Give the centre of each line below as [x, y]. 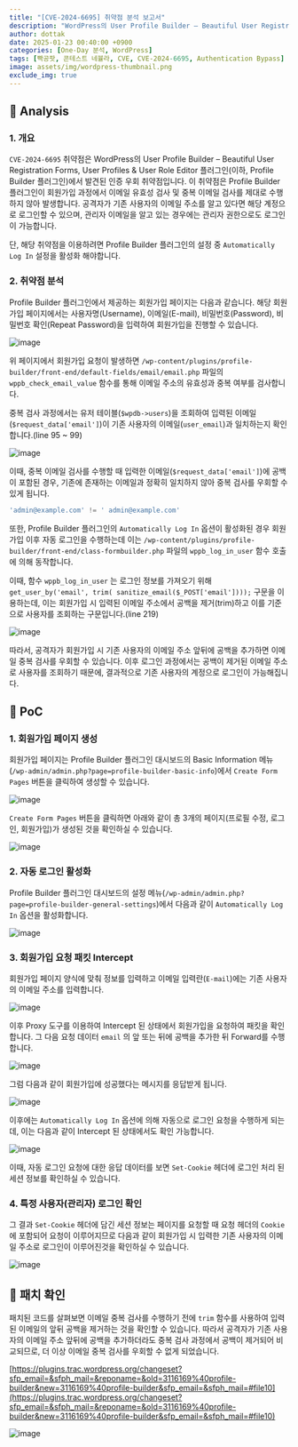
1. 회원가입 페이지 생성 [54, 739]
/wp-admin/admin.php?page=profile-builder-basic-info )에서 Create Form [145, 771]
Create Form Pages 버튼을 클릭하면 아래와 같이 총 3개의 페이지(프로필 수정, [139, 818]
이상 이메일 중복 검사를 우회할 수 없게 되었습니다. [136, 1351]
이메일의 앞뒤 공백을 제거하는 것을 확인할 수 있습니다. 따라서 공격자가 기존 [145, 1329]
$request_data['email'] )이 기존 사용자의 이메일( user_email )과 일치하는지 [141, 424]
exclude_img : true [43, 76]
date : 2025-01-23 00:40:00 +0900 [71, 42]
